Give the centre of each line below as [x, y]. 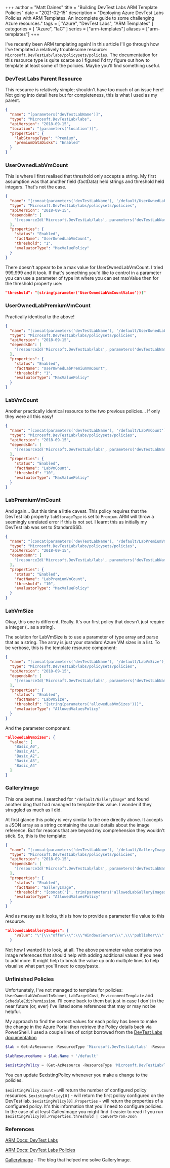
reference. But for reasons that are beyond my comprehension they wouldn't [85, 830]
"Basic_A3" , [27, 761]
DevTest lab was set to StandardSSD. [44, 527]
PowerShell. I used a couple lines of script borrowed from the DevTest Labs [84, 1032]
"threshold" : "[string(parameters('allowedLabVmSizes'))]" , [79, 704]
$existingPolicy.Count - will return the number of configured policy [76, 1090]
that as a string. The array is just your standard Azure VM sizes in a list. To [83, 643]
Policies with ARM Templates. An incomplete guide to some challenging [80, 18]
